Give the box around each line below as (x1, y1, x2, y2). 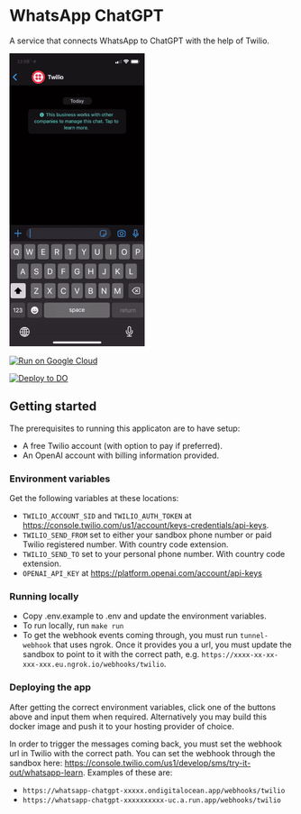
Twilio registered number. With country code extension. (22, 539, 229, 550)
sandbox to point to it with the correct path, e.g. (22, 649, 200, 660)
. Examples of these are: (82, 767, 173, 778)
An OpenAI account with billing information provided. (22, 450, 219, 461)
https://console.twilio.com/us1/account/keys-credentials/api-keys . (22, 520, 269, 531)
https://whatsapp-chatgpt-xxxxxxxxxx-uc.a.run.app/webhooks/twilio (22, 795, 281, 805)
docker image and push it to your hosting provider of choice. (9, 720, 234, 731)
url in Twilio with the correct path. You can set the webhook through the (9, 747, 276, 758)
